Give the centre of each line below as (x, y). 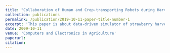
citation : (16, 43)
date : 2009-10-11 (24, 29)
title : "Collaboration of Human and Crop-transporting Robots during (80, 10)
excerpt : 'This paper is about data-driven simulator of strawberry (79, 24)
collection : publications (32, 15)
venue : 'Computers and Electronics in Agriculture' (61, 33)
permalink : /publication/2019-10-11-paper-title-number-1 (68, 19)
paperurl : (16, 38)
